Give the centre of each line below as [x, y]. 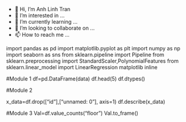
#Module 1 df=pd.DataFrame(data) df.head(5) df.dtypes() [76, 79]
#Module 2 [19, 90]
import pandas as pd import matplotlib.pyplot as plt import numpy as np [93, 48]
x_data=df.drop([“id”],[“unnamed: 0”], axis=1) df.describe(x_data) [86, 102]
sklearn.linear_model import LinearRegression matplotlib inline [82, 67]
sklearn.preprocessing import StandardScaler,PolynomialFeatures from [92, 61]
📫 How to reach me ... [42, 35]
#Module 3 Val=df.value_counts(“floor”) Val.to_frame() [72, 113]
